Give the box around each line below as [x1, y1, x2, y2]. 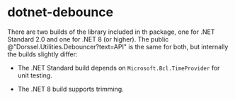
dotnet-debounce [7, 4, 114, 20]
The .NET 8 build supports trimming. [17, 85, 124, 93]
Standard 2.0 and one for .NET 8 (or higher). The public [7, 35, 169, 43]
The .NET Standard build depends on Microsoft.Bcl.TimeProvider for [17, 63, 220, 72]
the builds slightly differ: [7, 50, 78, 58]
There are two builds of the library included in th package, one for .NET [7, 27, 215, 36]
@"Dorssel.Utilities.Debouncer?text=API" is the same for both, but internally [7, 42, 229, 51]
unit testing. [17, 71, 53, 80]
